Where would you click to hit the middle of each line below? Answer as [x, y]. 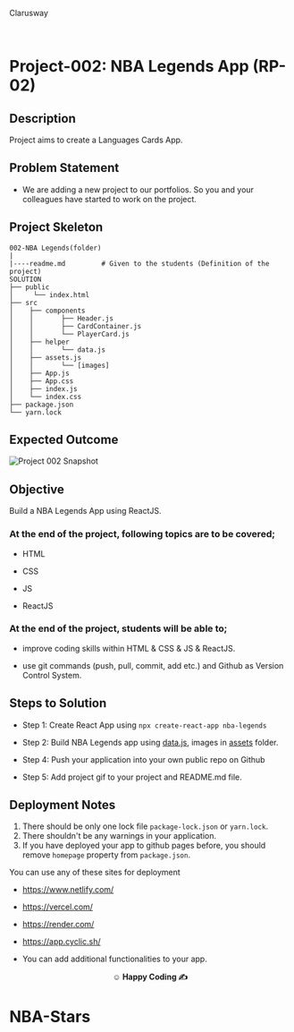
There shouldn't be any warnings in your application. [119, 836]
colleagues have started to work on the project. [109, 199]
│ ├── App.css [42, 381]
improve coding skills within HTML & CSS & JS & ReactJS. [129, 648]
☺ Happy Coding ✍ [150, 977]
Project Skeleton [56, 227]
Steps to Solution [58, 703]
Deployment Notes [63, 805]
